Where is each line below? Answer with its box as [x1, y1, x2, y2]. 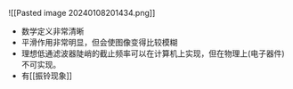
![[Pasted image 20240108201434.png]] [8, 8, 156, 18]
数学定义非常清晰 [20, 26, 85, 36]
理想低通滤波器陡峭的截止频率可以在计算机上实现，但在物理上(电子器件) [20, 48, 286, 59]
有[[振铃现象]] [20, 70, 73, 81]
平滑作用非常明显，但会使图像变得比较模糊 [20, 37, 178, 47]
